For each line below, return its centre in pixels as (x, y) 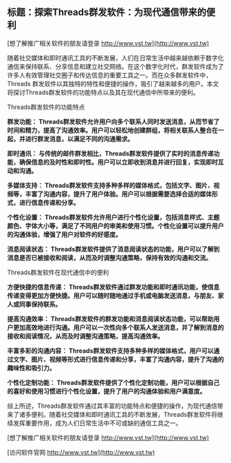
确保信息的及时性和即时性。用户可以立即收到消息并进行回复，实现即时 (118, 162)
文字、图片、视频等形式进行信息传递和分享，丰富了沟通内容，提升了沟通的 (118, 359)
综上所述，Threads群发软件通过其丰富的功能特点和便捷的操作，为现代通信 (112, 406)
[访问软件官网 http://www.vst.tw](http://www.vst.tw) (81, 452)
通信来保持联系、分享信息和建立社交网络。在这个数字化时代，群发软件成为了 (115, 66)
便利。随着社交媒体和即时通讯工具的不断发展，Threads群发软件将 (124, 414)
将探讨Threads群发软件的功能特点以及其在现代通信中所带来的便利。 (103, 92)
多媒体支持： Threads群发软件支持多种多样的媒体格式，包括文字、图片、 (111, 185)
